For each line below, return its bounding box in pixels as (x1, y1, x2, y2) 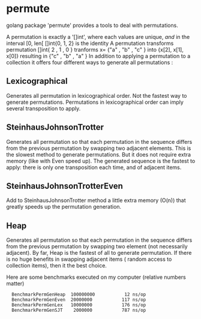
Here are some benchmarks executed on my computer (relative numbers (6, 273, 186, 281)
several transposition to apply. (6, 104, 81, 112)
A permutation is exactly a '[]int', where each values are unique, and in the (6, 33, 190, 40)
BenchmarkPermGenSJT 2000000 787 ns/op (11, 308, 146, 314)
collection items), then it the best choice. (6, 262, 107, 269)
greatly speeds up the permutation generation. (6, 203, 122, 210)
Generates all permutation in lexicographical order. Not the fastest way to (6, 92, 187, 99)
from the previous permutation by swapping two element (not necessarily (6, 243, 188, 250)
